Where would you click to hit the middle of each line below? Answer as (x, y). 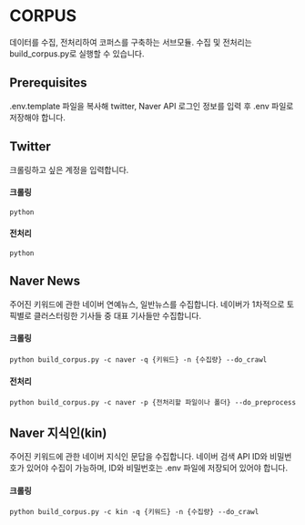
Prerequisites (48, 83)
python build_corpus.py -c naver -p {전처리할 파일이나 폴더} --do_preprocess (153, 403)
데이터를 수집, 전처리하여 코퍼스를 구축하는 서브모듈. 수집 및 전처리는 (131, 42)
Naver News (45, 281)
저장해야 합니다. (38, 117)
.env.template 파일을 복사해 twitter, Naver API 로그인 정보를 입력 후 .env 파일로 (152, 106)
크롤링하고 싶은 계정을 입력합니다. (69, 170)
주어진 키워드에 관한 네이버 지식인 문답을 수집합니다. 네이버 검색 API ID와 (139, 456)
